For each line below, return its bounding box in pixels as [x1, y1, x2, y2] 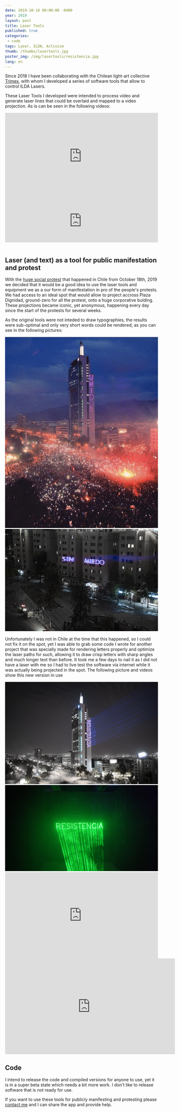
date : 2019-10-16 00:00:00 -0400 [5, 8, 73, 13]
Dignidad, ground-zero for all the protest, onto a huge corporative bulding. [5, 297, 154, 303]
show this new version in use [5, 672, 63, 678]
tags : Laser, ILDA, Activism [5, 44, 64, 49]
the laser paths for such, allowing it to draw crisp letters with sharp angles [5, 652, 153, 657]
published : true [5, 28, 38, 34]
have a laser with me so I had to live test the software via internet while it [5, 662, 150, 668]
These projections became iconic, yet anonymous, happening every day [5, 302, 149, 309]
